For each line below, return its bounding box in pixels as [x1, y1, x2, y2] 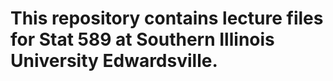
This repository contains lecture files [10, 7, 324, 30]
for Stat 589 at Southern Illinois [10, 28, 275, 51]
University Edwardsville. [10, 50, 218, 72]
